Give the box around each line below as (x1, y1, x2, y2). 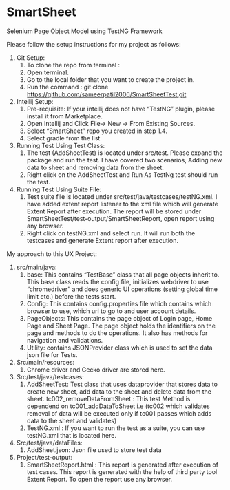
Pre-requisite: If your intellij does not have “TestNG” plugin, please (26, 105, 215, 113)
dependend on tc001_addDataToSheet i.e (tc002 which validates (26, 402, 211, 410)
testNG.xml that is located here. (26, 431, 116, 439)
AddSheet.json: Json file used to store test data (26, 445, 162, 454)
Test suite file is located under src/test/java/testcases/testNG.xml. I (26, 192, 218, 200)
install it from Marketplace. (26, 111, 103, 120)
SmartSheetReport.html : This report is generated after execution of (26, 460, 218, 469)
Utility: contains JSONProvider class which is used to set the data (26, 343, 213, 352)
